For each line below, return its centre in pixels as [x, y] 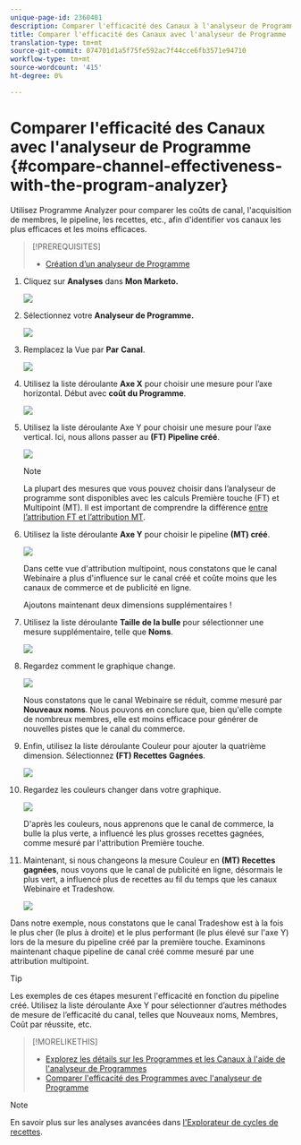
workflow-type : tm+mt [50, 59]
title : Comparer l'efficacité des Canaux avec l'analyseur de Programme [148, 34]
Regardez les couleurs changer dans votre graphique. [122, 789]
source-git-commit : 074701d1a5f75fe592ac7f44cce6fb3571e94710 [128, 51]
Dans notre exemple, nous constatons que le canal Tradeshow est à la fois [147, 923]
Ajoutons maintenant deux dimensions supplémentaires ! [127, 605]
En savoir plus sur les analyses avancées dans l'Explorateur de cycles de [144, 1122]
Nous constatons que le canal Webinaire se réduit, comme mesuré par [152, 700]
